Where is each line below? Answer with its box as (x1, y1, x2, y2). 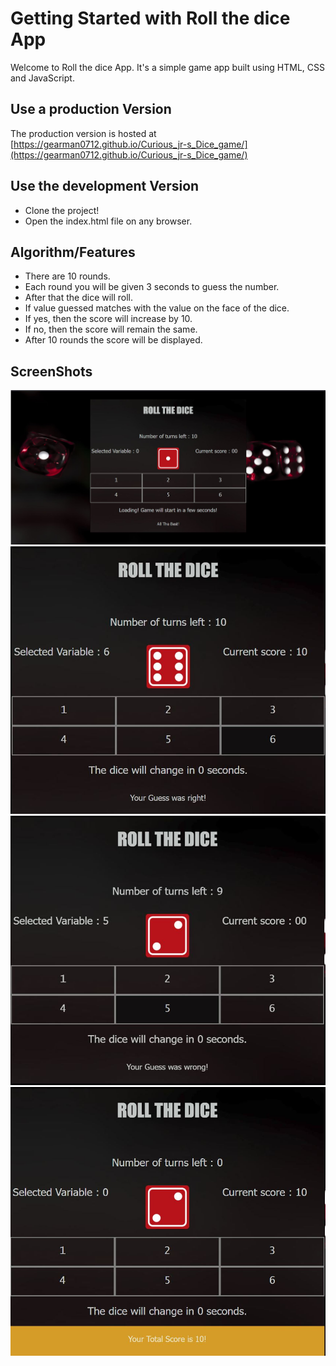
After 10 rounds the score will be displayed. (24, 334, 203, 346)
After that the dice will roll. (24, 292, 134, 304)
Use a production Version (10, 101, 172, 118)
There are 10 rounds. (24, 270, 111, 282)
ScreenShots (10, 363, 93, 380)
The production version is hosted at (10, 127, 157, 139)
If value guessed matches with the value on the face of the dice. (24, 302, 290, 314)
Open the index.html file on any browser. (24, 215, 193, 227)
